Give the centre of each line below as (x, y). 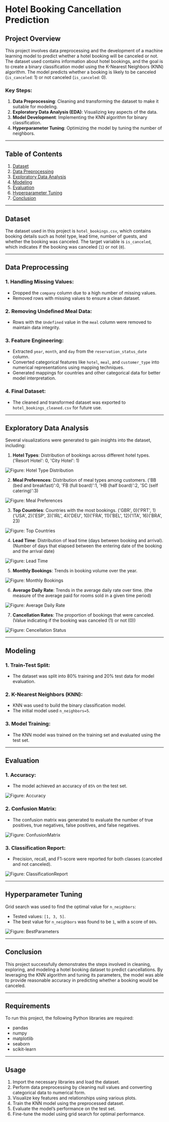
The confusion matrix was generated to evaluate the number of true (83, 819)
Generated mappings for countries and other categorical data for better (87, 373)
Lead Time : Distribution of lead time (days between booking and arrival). (88, 541)
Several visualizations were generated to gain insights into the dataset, (78, 440)
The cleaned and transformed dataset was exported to (69, 402)
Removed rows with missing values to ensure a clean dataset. (76, 298)
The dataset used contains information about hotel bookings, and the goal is (84, 61)
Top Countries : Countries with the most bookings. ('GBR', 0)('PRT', (82, 510)
